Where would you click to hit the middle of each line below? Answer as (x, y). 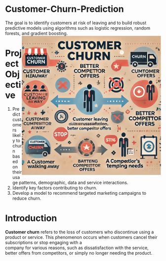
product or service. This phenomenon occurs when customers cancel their (81, 237)
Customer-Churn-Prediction (65, 9)
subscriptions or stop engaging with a (44, 242)
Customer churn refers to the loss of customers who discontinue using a (80, 232)
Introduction (31, 218)
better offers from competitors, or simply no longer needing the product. (79, 253)
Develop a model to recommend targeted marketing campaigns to (79, 193)
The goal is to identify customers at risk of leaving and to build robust (76, 23)
